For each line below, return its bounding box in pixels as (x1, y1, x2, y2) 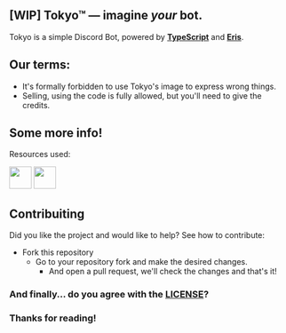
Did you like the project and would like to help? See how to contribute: (9, 230, 265, 241)
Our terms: (9, 58, 71, 73)
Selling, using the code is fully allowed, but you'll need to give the (21, 90, 262, 101)
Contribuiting (9, 206, 85, 221)
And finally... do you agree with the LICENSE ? (9, 289, 210, 301)
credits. (21, 99, 51, 110)
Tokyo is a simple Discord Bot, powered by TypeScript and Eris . (9, 31, 244, 42)
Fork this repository (21, 247, 94, 258)
